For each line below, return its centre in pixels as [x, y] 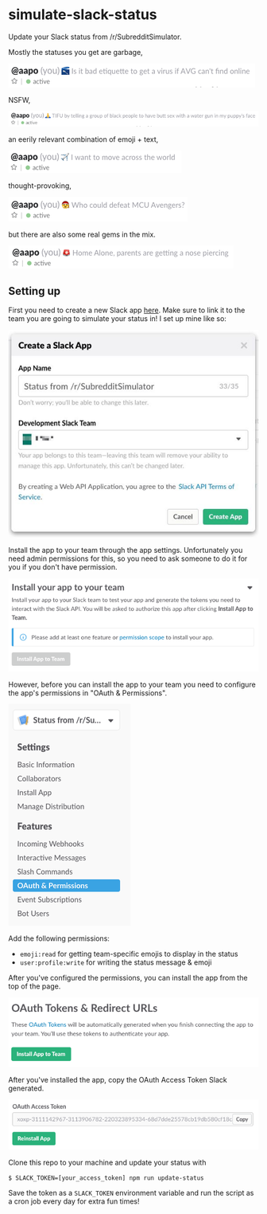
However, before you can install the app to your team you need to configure [132, 685]
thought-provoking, [40, 186]
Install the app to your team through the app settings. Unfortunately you [126, 550]
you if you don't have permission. [63, 567]
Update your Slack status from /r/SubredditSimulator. [95, 37]
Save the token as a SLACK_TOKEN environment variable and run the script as [131, 1192]
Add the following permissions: [59, 938]
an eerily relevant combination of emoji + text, [83, 139]
